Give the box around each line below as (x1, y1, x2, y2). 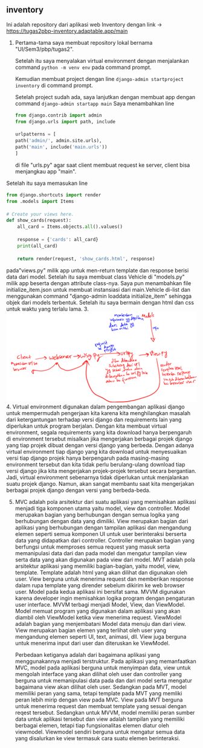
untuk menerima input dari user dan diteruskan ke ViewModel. (14, 639, 170, 646)
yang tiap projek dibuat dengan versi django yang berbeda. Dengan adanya (6, 441, 195, 449)
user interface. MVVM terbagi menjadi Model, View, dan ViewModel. (14, 601, 185, 608)
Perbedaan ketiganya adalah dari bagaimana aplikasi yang (14, 651, 160, 658)
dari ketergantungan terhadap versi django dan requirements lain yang (6, 416, 182, 423)
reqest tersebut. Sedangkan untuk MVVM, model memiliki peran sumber (14, 709, 195, 716)
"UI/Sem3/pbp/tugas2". (14, 45, 74, 53)
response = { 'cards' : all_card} (17, 237, 98, 243)
